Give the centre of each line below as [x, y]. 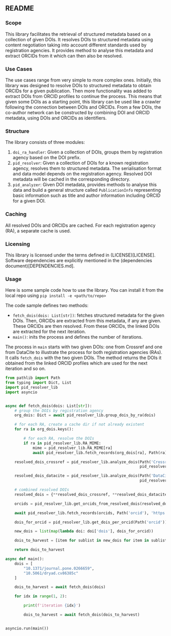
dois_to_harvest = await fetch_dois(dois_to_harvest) [82, 615]
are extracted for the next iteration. [49, 332]
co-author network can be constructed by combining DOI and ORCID [78, 112]
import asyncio [21, 392]
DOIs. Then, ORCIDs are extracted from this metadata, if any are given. [87, 321]
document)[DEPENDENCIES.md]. [40, 266]
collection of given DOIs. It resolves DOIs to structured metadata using [79, 39]
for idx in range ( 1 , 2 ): [41, 596]
